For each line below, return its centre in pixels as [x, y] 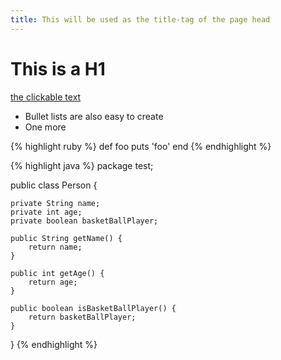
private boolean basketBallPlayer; [84, 221]
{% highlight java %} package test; [82, 165]
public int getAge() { [57, 273]
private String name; [55, 203]
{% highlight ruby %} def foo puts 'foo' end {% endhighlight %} [141, 146]
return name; [55, 247]
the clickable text [46, 97]
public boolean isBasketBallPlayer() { [93, 308]
